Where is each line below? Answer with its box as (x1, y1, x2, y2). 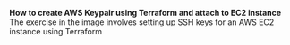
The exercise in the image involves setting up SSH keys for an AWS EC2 (9, 17, 275, 27)
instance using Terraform (9, 26, 103, 36)
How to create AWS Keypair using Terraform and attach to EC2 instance (9, 8, 282, 18)
